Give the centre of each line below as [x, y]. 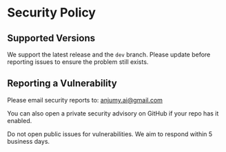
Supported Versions [51, 38]
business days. [29, 141]
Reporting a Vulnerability [62, 84]
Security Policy [52, 13]
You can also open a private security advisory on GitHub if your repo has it [113, 113]
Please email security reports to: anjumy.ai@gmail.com [85, 100]
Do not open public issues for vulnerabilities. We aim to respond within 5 [110, 134]
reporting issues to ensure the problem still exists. [78, 62]
